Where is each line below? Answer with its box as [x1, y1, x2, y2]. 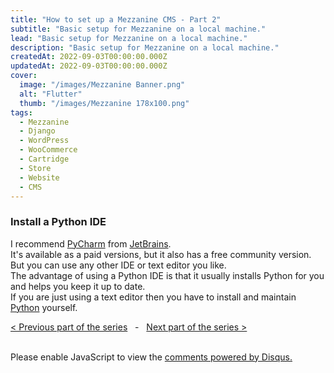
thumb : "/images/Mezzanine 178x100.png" [19, 98, 190, 108]
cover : [10, 71, 38, 81]
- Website [19, 172, 60, 183]
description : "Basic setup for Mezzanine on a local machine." [10, 42, 280, 53]
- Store [19, 163, 52, 173]
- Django [19, 126, 56, 136]
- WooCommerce [19, 145, 78, 155]
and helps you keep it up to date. [10, 280, 146, 292]
